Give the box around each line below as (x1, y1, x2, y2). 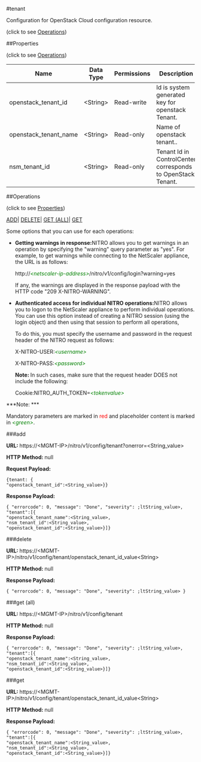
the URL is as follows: (14, 259, 68, 265)
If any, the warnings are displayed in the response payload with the (14, 281, 181, 289)
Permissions (114, 69, 151, 77)
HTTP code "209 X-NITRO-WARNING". (14, 288, 111, 295)
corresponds (156, 163, 193, 171)
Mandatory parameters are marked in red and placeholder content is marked (6, 412, 195, 420)
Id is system (156, 83, 190, 92)
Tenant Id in (156, 148, 190, 156)
